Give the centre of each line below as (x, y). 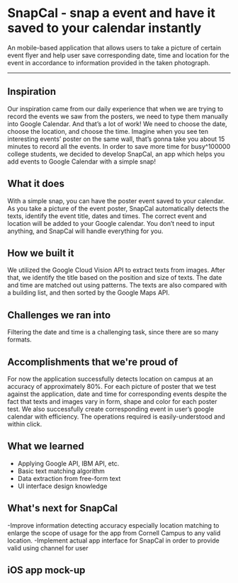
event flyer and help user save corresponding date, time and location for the (119, 55)
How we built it (41, 253)
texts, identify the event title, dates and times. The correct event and (107, 216)
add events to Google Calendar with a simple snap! (81, 162)
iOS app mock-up (46, 571)
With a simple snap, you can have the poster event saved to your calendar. (116, 200)
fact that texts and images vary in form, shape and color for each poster (112, 401)
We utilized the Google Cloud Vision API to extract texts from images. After (116, 270)
